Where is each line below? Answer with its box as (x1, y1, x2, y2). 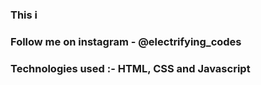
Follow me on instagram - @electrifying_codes (10, 34, 242, 48)
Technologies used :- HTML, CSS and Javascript (10, 61, 251, 75)
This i (10, 8, 38, 22)
